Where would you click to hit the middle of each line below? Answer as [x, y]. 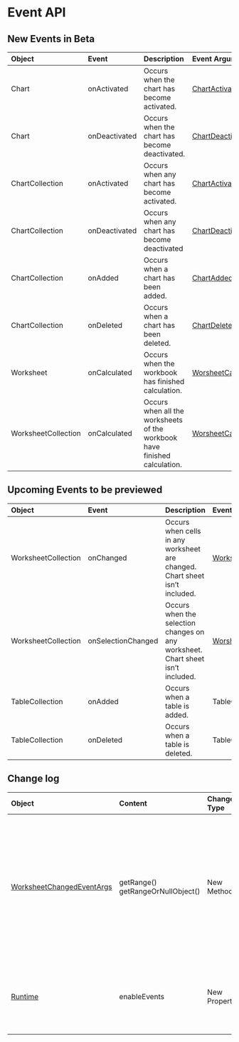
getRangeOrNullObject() [160, 891]
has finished [164, 381]
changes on [185, 631]
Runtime [25, 996]
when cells [183, 531]
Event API [37, 12]
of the [153, 429]
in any [175, 540]
